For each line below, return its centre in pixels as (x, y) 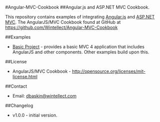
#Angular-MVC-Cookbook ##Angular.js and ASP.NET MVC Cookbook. (77, 7)
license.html (25, 76)
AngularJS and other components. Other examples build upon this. (81, 52)
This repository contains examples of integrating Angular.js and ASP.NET (80, 17)
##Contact (16, 86)
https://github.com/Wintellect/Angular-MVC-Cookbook (62, 27)
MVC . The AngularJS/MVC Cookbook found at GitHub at (63, 22)
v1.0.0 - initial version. (35, 115)
